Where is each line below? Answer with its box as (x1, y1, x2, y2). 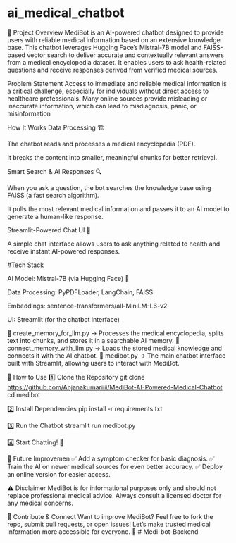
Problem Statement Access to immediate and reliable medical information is (7, 79, 227, 87)
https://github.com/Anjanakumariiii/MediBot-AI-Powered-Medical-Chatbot (7, 382, 223, 392)
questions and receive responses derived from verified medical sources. (7, 65, 218, 74)
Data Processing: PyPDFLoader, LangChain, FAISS (7, 287, 154, 297)
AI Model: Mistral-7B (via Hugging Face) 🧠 (7, 274, 130, 282)
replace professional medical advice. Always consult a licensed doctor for (7, 491, 222, 499)
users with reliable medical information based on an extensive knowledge (7, 35, 221, 44)
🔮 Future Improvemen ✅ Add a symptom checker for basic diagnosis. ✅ (7, 454, 215, 463)
